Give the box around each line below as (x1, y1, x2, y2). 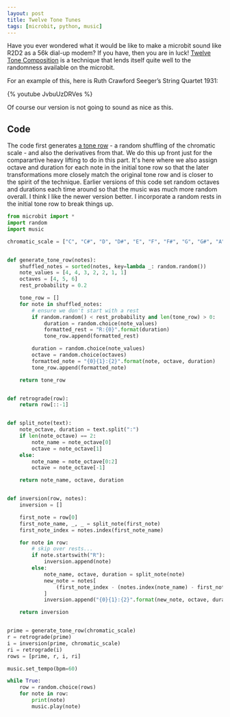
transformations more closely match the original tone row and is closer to (7, 171, 214, 179)
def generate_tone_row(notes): (7, 257, 97, 263)
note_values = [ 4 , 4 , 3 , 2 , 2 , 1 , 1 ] (19, 269, 127, 277)
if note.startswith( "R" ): (31, 552, 106, 559)
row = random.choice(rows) (19, 684, 97, 691)
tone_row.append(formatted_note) (31, 364, 127, 371)
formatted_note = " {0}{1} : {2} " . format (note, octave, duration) (31, 357, 216, 364)
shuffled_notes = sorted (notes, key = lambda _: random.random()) (19, 263, 207, 270)
